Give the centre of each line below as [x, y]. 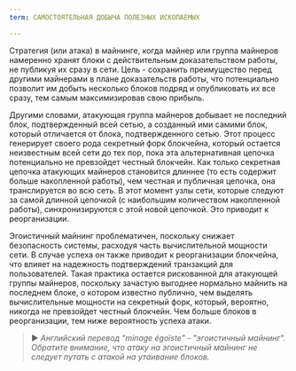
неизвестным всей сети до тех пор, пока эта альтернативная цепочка [142, 153]
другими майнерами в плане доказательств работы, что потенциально [144, 79]
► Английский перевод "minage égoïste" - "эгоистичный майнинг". [158, 337]
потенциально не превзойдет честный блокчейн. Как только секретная [145, 162]
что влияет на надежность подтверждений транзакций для [121, 264]
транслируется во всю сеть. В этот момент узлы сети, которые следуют [147, 190]
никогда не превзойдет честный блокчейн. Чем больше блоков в [133, 311]
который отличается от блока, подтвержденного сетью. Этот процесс [142, 133]
